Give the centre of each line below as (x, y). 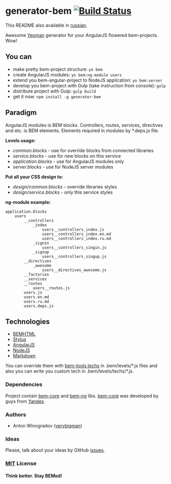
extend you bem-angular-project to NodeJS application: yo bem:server (88, 80)
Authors (16, 415)
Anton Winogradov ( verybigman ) (47, 425)
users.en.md (37, 297)
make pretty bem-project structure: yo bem (58, 69)
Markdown (24, 356)
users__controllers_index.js (73, 229)
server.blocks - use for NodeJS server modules (63, 166)
